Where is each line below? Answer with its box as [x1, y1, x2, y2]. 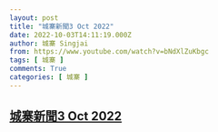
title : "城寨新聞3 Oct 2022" [9, 22, 114, 31]
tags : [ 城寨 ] [9, 56, 64, 65]
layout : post [9, 13, 59, 23]
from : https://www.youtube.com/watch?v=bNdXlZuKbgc [9, 47, 209, 56]
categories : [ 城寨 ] [9, 73, 89, 82]
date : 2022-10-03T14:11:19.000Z [9, 30, 132, 39]
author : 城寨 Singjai [9, 38, 89, 48]
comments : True [9, 65, 67, 74]
